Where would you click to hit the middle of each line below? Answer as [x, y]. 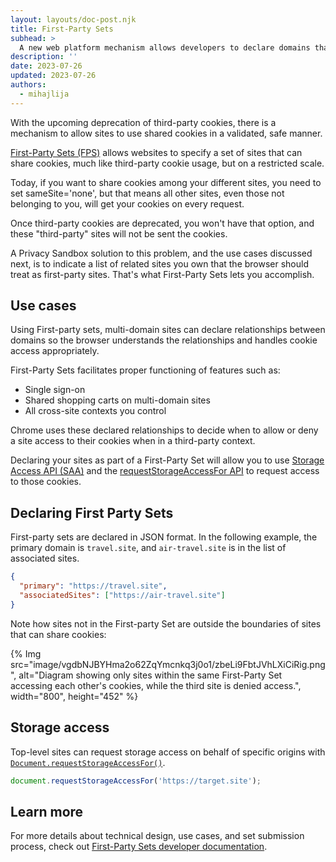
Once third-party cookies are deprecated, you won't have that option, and [162, 223]
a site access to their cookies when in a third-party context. [133, 441]
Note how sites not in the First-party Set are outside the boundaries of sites [166, 623]
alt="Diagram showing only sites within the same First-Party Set [150, 675]
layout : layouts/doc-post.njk [73, 19]
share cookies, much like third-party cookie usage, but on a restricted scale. [167, 163]
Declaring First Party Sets [92, 512]
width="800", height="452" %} [74, 696]
